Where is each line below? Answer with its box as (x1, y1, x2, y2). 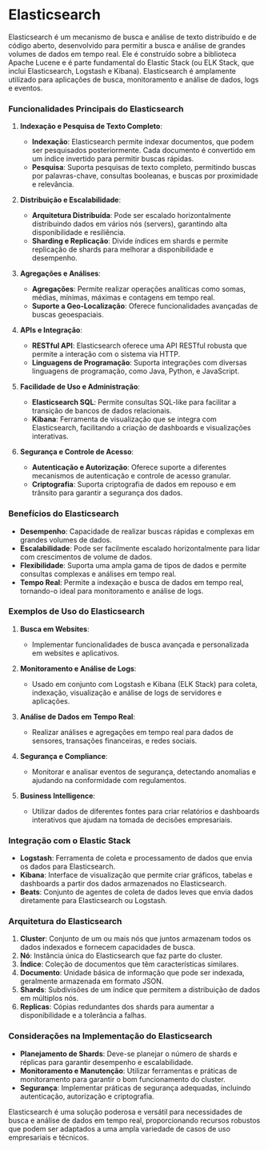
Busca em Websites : (19, 623, 90, 634)
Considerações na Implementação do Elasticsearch (8, 1031, 213, 1042)
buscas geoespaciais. (31, 310, 104, 320)
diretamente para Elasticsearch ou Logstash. (19, 896, 168, 906)
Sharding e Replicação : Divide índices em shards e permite (31, 236, 229, 246)
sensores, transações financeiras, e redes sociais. (31, 736, 198, 745)
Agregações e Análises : (19, 268, 102, 278)
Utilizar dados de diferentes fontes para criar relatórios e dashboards (31, 806, 260, 816)
